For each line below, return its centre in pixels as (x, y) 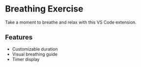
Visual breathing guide (35, 54)
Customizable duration (35, 49)
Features (19, 37)
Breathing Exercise (44, 9)
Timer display (26, 59)
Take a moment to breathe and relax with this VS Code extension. (71, 22)
